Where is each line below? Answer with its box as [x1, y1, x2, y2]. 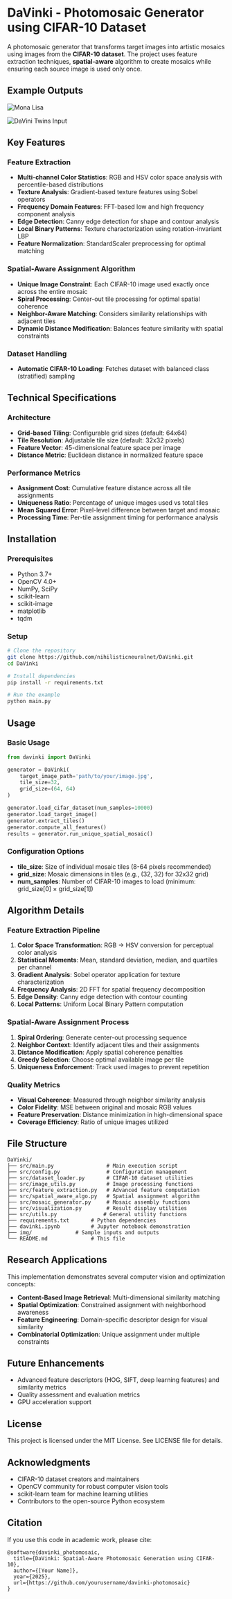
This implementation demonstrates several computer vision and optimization [7, 1272, 226, 1281]
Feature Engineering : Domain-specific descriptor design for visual [17, 1315, 208, 1324]
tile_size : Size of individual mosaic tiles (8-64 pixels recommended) [17, 862, 211, 871]
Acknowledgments [7, 1456, 91, 1468]
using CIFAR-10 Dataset [7, 19, 147, 35]
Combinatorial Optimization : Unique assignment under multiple [17, 1330, 200, 1338]
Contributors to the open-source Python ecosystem [17, 1497, 165, 1505]
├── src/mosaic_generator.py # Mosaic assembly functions [7, 1198, 190, 1206]
